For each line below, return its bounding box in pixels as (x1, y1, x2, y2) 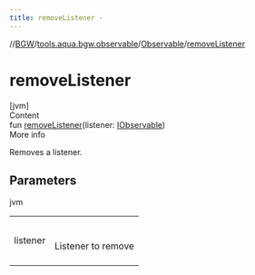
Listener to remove (54, 240, 134, 252)
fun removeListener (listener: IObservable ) (9, 119, 166, 130)
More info (9, 129, 46, 140)
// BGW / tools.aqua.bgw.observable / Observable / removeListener (9, 38, 246, 49)
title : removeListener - (9, 13, 103, 23)
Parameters (9, 172, 77, 188)
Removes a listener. (9, 146, 83, 157)
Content (9, 110, 40, 121)
